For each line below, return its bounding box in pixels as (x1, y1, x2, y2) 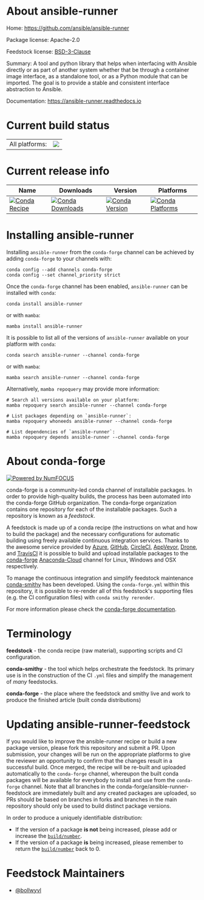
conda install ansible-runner (6, 301, 83, 307)
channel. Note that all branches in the (21, 783, 115, 790)
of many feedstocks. (6, 678, 58, 685)
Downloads (58, 186, 93, 194)
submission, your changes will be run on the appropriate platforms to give (6, 751, 191, 758)
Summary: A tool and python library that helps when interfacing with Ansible (6, 60, 197, 67)
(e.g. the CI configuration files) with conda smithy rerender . (6, 594, 155, 601)
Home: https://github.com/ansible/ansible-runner (6, 24, 129, 32)
